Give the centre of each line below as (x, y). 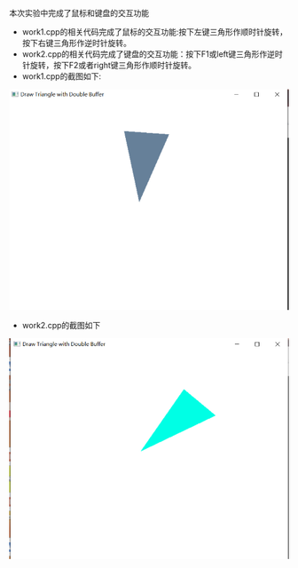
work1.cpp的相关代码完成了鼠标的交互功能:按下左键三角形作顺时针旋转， (155, 32)
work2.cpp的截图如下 (61, 326)
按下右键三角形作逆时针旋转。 (76, 43)
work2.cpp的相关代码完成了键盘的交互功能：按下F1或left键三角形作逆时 (153, 54)
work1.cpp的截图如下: (62, 76)
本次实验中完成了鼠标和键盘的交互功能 (79, 13)
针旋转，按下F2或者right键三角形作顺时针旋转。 (109, 65)
